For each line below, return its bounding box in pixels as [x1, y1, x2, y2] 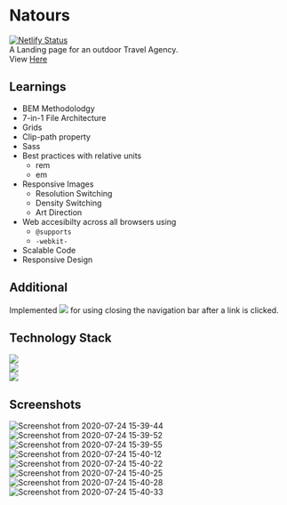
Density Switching [35, 197, 102, 208]
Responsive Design [21, 254, 93, 265]
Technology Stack [9, 330, 112, 345]
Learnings [9, 79, 67, 94]
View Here [9, 53, 48, 64]
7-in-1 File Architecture [21, 112, 107, 123]
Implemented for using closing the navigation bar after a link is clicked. [9, 304, 279, 316]
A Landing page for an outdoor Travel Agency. [9, 44, 179, 54]
